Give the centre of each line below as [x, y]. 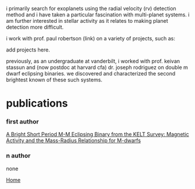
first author [22, 122]
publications [37, 103]
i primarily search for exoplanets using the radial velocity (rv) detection [91, 8]
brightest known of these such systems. [54, 80]
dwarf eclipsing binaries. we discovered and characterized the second [91, 73]
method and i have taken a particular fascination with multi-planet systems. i [98, 15]
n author [18, 156]
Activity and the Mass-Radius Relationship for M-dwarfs [74, 140]
